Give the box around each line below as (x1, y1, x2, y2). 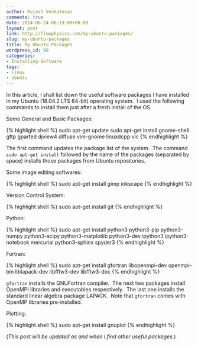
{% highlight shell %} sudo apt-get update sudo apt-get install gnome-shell (6, 127, 190, 134)
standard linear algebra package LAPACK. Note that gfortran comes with (6, 292, 186, 300)
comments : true (6, 14, 44, 20)
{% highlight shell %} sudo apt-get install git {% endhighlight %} (6, 203, 163, 211)
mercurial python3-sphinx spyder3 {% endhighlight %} (30, 239, 164, 246)
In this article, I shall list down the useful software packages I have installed (6, 91, 190, 99)
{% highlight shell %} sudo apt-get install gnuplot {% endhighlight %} (6, 322, 176, 329)
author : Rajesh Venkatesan (6, 8, 73, 15)
